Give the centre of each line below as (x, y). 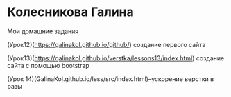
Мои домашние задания (43, 31)
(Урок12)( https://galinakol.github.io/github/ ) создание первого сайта (106, 44)
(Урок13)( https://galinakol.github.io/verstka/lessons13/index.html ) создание (116, 58)
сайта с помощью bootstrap (49, 65)
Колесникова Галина (70, 12)
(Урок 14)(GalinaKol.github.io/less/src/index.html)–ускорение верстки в (111, 79)
